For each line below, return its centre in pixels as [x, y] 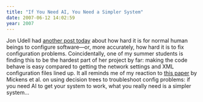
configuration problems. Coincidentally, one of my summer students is [95, 54]
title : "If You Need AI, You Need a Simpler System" [75, 12]
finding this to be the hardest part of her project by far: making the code [97, 60]
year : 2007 [20, 23]
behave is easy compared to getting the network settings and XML [90, 67]
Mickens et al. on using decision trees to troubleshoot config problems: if [98, 79]
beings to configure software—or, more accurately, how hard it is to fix [95, 47]
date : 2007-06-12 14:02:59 [41, 18]
